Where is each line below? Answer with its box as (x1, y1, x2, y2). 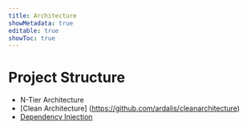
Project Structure (8, 69, 126, 87)
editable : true (8, 26, 59, 34)
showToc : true (8, 34, 56, 42)
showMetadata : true (8, 19, 74, 27)
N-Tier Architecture (19, 95, 84, 105)
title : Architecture (8, 11, 78, 20)
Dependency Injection (19, 112, 93, 122)
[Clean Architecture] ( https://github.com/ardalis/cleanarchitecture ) (19, 103, 241, 113)
